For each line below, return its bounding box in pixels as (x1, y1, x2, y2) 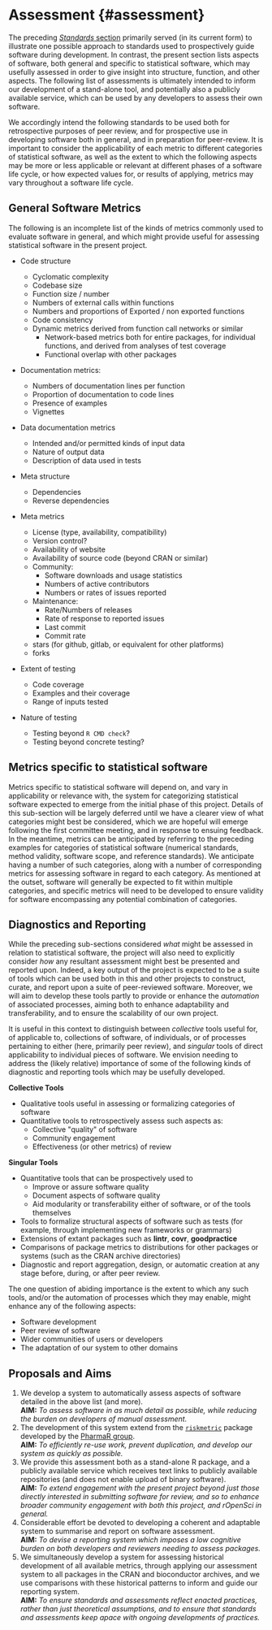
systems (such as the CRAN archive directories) (19, 1251, 181, 1261)
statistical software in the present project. (8, 240, 148, 249)
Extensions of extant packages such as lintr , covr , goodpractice (19, 1233, 238, 1244)
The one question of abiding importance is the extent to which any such (8, 1284, 249, 1294)
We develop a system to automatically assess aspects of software (19, 1388, 241, 1398)
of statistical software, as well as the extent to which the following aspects (8, 152, 257, 162)
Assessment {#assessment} (8, 6, 205, 24)
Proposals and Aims (8, 1367, 112, 1381)
